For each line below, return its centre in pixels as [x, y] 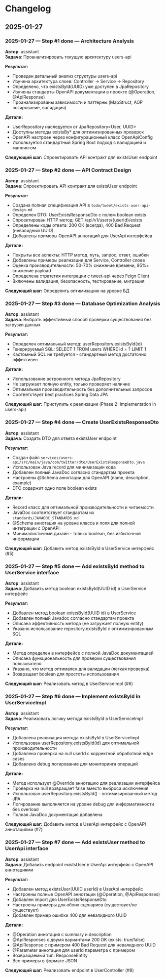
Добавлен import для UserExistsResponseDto [59, 899]
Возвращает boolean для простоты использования [66, 674]
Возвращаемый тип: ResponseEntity [50, 955]
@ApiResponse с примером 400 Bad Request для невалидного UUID [84, 945]
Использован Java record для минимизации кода [64, 467]
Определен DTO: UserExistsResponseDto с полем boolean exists [79, 215]
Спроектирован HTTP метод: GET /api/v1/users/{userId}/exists [77, 220]
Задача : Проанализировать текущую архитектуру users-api [68, 57]
